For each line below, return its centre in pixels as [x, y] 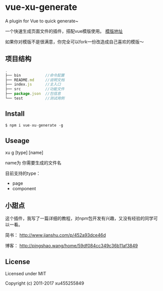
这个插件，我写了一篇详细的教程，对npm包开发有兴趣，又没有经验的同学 [80, 218]
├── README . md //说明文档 [35, 80]
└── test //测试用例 [35, 98]
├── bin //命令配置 [35, 75]
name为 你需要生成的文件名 [33, 163]
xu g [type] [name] [24, 152]
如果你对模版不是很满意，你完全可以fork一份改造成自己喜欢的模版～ [75, 42]
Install [15, 114]
